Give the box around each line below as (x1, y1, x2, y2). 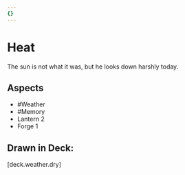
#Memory (17, 108, 45, 116)
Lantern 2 (17, 115, 45, 124)
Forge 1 (17, 122, 39, 130)
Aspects (7, 82, 44, 93)
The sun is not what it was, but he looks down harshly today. (7, 62, 179, 71)
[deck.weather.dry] (7, 161, 62, 169)
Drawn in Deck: (7, 142, 74, 154)
